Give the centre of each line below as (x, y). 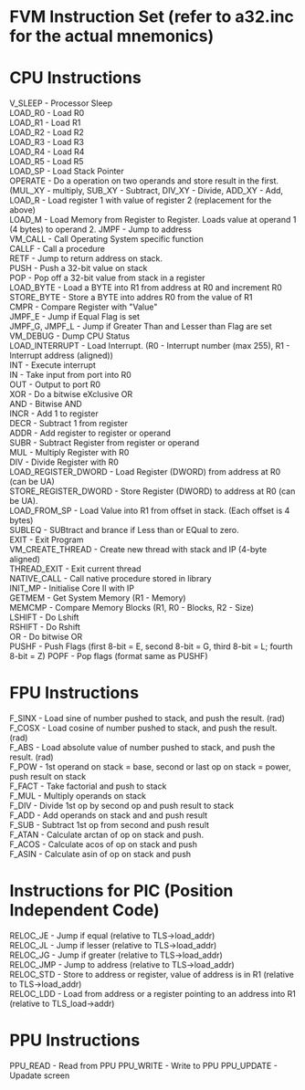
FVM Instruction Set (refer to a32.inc (152, 17)
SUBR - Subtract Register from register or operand (104, 443)
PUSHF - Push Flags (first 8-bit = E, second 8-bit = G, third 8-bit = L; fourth (151, 646)
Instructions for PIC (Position (121, 891)
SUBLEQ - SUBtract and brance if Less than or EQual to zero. (124, 530)
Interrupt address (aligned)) (62, 356)
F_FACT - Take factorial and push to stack (88, 786)
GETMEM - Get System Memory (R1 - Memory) (98, 598)
